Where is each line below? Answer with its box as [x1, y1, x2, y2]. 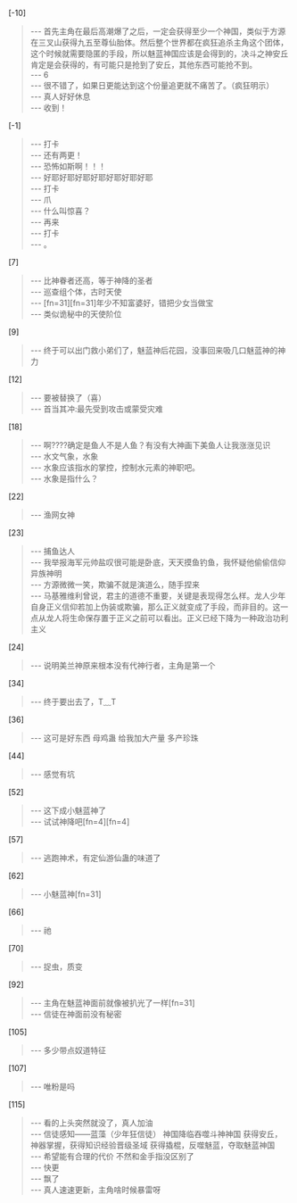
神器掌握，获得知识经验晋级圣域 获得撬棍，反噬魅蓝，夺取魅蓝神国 [29, 1140, 276, 1150]
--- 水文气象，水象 [29, 451, 99, 461]
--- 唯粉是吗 [29, 1082, 76, 1091]
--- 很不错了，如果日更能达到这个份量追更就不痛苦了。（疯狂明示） [29, 80, 275, 90]
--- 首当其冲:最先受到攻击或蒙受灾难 [29, 403, 164, 414]
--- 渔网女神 [29, 510, 76, 520]
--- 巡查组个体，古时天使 [29, 286, 122, 297]
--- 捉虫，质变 [29, 961, 84, 972]
